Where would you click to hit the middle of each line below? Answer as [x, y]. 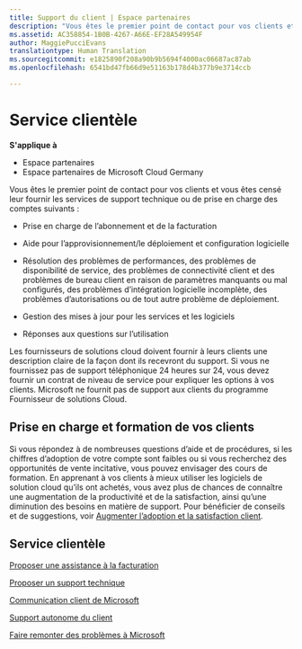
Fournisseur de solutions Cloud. [68, 399]
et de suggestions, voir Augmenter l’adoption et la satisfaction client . [136, 516]
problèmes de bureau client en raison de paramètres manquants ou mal [155, 280]
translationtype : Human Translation [78, 51]
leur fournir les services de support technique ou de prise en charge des [144, 199]
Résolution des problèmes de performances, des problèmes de [139, 261]
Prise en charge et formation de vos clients [132, 427]
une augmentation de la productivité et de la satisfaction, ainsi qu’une [138, 496]
